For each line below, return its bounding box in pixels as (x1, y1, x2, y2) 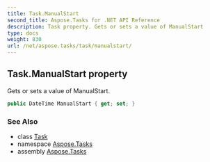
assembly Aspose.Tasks (17, 147, 87, 155)
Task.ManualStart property (7, 68, 128, 80)
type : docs (7, 29, 39, 37)
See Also (7, 116, 38, 126)
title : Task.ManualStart (7, 10, 79, 17)
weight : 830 (7, 36, 42, 43)
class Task (17, 132, 48, 140)
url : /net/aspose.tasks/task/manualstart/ (7, 42, 132, 49)
